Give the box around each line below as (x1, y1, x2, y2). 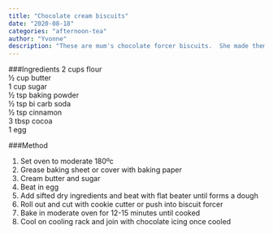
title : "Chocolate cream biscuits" (8, 11, 129, 20)
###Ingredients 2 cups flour (8, 64, 102, 74)
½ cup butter (8, 73, 51, 83)
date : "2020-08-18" (8, 19, 75, 28)
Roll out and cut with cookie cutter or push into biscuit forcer (19, 200, 223, 210)
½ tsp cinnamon (8, 107, 63, 118)
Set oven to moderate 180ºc (19, 156, 114, 167)
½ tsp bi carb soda (8, 99, 71, 109)
